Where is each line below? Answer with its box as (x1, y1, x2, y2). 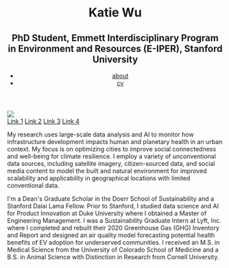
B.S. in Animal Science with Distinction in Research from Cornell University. (7, 253, 219, 261)
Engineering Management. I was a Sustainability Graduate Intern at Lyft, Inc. (7, 217, 221, 224)
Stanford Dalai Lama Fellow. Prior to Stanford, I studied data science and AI (7, 202, 219, 210)
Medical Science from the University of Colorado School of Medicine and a (7, 245, 219, 254)
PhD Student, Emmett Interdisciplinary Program (11, 32, 219, 44)
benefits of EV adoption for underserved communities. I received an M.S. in (7, 239, 220, 246)
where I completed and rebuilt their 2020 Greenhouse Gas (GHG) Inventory (7, 224, 219, 232)
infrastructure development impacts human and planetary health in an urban (7, 138, 223, 145)
